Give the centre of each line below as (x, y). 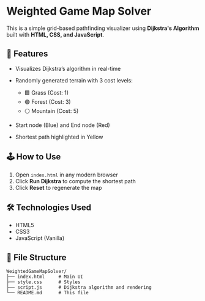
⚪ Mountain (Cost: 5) (51, 111)
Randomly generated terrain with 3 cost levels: (74, 80)
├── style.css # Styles (43, 282)
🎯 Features (27, 54)
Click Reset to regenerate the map (58, 187)
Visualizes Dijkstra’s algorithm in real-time (68, 68)
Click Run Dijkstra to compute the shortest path (76, 181)
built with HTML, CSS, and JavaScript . (55, 34)
